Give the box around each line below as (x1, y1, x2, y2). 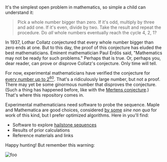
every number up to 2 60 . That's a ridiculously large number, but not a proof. (5, 76, 161, 82)
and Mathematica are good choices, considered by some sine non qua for (5, 107, 157, 113)
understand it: (5, 9, 34, 15)
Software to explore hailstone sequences (12, 122, 97, 128)
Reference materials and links (12, 132, 74, 138)
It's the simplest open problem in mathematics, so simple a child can (5, 4, 146, 10)
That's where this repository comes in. (5, 92, 84, 98)
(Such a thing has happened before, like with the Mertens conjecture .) (5, 86, 150, 92)
